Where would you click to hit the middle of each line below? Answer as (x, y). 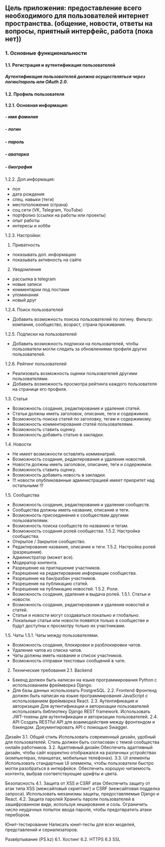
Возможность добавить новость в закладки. (59, 475)
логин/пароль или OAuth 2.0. (36, 82)
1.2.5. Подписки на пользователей (41, 334)
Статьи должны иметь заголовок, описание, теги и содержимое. (81, 414)
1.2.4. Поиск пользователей (34, 310)
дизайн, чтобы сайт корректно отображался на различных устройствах (81, 752)
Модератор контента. (35, 562)
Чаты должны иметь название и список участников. (67, 655)
